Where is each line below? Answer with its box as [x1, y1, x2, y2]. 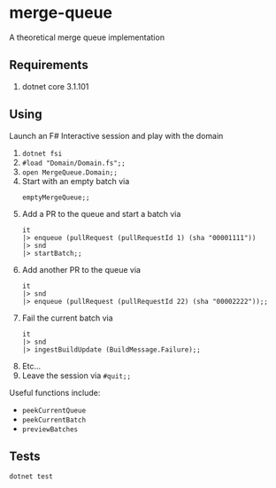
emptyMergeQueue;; [21, 193, 90, 202]
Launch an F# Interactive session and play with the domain [9, 130, 224, 141]
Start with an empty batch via [21, 175, 130, 186]
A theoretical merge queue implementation [9, 32, 165, 43]
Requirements [9, 58, 88, 73]
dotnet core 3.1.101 [21, 81, 89, 91]
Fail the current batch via [21, 313, 113, 323]
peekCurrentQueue [21, 406, 87, 414]
